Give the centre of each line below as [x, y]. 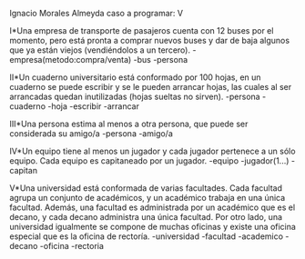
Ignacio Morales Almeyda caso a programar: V [97, 13]
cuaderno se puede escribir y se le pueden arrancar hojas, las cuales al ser [151, 87]
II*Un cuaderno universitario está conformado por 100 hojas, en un [135, 77]
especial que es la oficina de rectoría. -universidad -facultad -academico [147, 236]
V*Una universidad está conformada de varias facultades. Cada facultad [146, 188]
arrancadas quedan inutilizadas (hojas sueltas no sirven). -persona [135, 96]
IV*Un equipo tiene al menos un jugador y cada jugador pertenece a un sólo [152, 151]
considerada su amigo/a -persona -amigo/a [91, 134]
